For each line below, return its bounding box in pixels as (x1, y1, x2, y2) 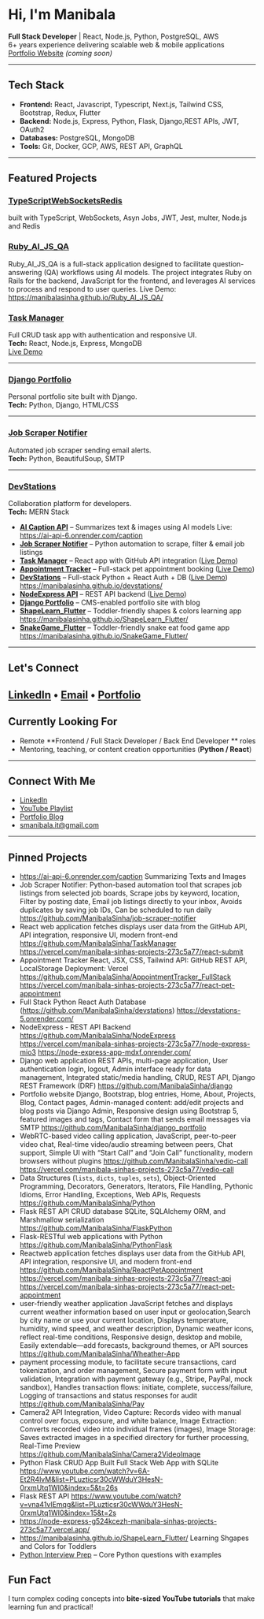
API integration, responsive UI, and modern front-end (19, 1257, 192, 1267)
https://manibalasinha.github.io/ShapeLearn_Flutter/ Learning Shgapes (19, 1533, 250, 1543)
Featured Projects (8, 172, 97, 185)
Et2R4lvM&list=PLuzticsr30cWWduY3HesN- (19, 1475, 163, 1484)
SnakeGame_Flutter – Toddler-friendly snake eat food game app (19, 623, 230, 632)
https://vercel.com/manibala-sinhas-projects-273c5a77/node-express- (19, 1039, 251, 1049)
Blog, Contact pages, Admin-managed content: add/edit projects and (19, 1098, 244, 1107)
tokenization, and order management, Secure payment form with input (19, 1366, 247, 1375)
